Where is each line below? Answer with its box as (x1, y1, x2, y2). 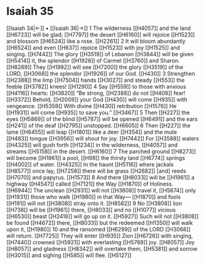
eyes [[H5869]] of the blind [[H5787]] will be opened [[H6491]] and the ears (6, 115, 198, 123)
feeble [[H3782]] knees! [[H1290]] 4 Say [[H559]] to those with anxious (6, 82, 187, 90)
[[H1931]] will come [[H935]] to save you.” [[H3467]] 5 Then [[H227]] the (6, 109, 190, 116)
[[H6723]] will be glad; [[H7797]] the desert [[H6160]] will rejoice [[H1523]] (6, 31, 195, 38)
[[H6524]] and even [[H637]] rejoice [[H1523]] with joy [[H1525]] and (6, 44, 181, 51)
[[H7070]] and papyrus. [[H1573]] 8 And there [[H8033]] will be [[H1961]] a (6, 173, 195, 181)
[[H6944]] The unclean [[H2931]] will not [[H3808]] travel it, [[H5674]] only (6, 186, 196, 194)
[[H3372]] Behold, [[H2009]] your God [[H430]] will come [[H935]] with (6, 96, 188, 103)
